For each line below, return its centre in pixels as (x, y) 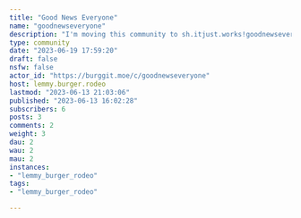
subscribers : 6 (38, 109)
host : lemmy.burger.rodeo (57, 84)
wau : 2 (21, 150)
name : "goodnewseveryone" (57, 26)
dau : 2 (21, 142)
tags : (19, 184)
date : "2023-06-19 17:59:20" (64, 51)
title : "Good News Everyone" (64, 17)
